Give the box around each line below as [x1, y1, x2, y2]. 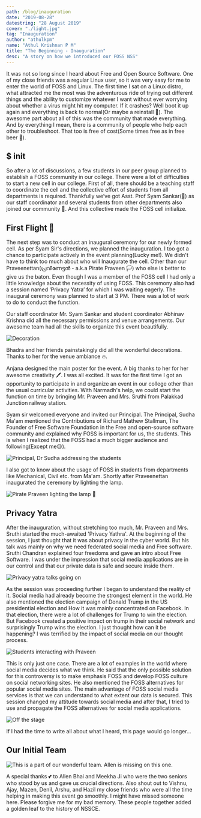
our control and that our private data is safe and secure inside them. [6, 562, 174, 569]
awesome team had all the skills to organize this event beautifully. [6, 323, 169, 330]
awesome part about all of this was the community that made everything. [6, 115, 187, 122]
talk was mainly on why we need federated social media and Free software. [6, 543, 193, 550]
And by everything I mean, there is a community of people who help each [6, 121, 188, 128]
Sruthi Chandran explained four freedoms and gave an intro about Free [6, 550, 181, 557]
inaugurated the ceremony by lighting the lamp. [6, 479, 124, 486]
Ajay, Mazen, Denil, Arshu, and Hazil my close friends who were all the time [6, 786, 193, 793]
